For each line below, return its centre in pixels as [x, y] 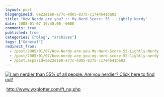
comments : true [21, 28]
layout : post [19, 10]
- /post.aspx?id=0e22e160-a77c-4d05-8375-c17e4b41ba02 [68, 60]
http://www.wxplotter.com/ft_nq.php [43, 89]
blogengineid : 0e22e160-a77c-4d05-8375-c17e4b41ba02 [61, 14]
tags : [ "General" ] [24, 42]
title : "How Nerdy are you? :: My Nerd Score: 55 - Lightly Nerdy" [77, 19]
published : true [22, 33]
